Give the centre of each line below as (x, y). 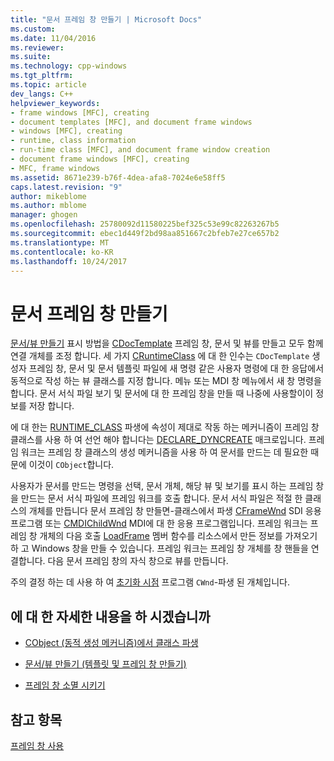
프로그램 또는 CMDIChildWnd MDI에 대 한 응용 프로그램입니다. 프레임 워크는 (159, 523)
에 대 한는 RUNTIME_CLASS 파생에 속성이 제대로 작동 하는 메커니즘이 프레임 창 (165, 427)
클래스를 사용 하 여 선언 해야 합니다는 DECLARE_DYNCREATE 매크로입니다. (158, 440)
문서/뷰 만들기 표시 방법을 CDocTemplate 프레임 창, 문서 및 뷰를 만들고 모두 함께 (167, 343)
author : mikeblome (48, 196)
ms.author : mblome (48, 206)
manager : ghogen (44, 215)
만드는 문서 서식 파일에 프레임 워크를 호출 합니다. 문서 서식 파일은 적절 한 (161, 498)
